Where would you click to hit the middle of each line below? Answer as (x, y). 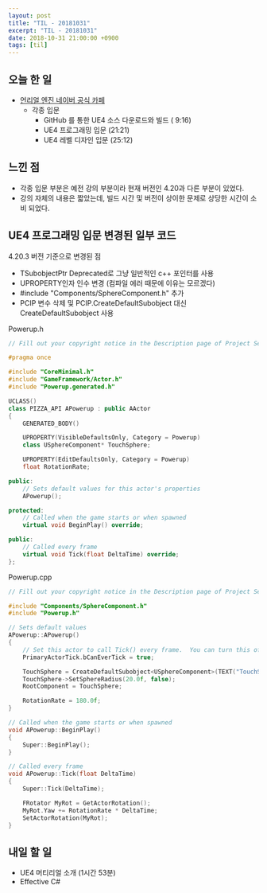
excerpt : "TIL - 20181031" (53, 30)
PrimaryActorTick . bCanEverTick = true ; (89, 657)
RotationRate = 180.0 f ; (62, 701)
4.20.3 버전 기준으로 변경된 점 (55, 256)
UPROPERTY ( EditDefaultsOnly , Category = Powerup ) (106, 460)
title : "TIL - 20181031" (49, 23)
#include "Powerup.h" (44, 614)
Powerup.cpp (30, 577)
